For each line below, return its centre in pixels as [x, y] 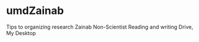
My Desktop [21, 33]
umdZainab [35, 11]
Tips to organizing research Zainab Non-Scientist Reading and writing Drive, [100, 27]
